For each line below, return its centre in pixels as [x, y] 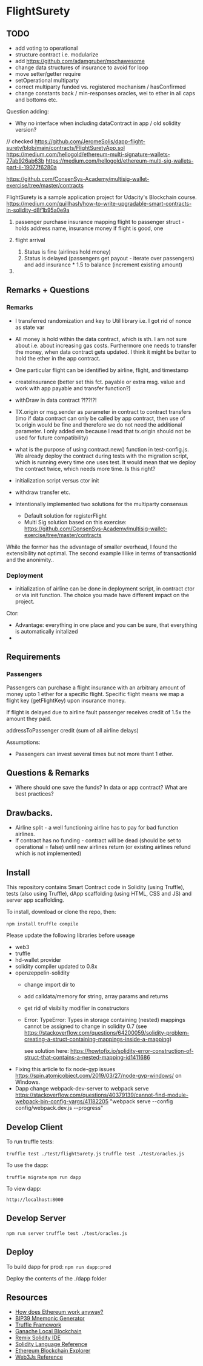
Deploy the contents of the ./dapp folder [57, 1278]
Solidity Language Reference [51, 1344]
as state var [30, 327]
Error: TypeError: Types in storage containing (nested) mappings [105, 1020]
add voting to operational [46, 48]
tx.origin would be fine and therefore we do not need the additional [98, 424]
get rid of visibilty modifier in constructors [76, 1008]
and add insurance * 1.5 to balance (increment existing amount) [103, 265]
